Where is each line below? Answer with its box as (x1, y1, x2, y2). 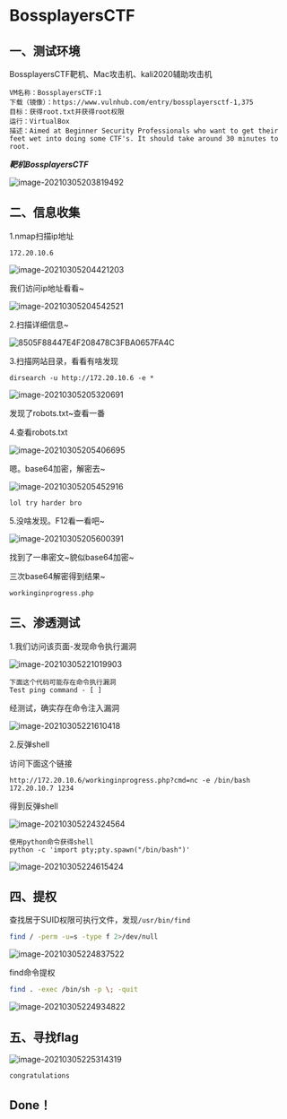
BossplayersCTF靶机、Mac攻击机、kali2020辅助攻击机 (9, 69, 213, 79)
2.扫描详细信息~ (9, 319, 69, 330)
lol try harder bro (9, 499, 83, 507)
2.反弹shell (9, 739, 50, 750)
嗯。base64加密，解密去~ (9, 463, 106, 473)
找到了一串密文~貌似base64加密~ (9, 551, 135, 562)
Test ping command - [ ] (9, 685, 102, 695)
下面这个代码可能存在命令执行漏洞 (9, 678, 117, 687)
